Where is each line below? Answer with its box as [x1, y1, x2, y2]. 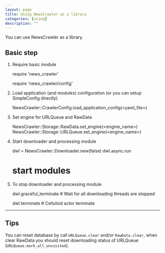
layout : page [5, 7, 32, 12]
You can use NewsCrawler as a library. [5, 34, 83, 40]
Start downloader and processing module [12, 138, 97, 145]
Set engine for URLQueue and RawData [12, 114, 92, 120]
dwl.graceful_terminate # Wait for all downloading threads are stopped [12, 191, 155, 197]
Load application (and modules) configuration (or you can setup [12, 90, 141, 96]
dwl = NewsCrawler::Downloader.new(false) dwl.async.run [12, 148, 132, 154]
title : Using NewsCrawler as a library [5, 12, 87, 17]
